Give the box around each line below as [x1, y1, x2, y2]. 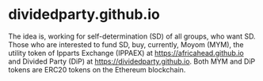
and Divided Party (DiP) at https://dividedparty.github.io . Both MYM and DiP [8, 57, 256, 66]
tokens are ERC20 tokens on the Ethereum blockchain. [8, 64, 186, 74]
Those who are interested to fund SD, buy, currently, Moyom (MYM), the [8, 39, 244, 49]
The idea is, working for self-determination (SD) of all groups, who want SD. [8, 31, 256, 41]
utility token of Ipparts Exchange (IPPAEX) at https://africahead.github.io [8, 48, 244, 57]
